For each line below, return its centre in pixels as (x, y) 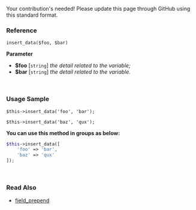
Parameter (19, 54)
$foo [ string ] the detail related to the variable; (73, 66)
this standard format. (32, 15)
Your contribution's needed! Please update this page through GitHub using (98, 9)
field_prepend (32, 200)
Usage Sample (28, 99)
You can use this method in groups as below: (63, 133)
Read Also (21, 188)
